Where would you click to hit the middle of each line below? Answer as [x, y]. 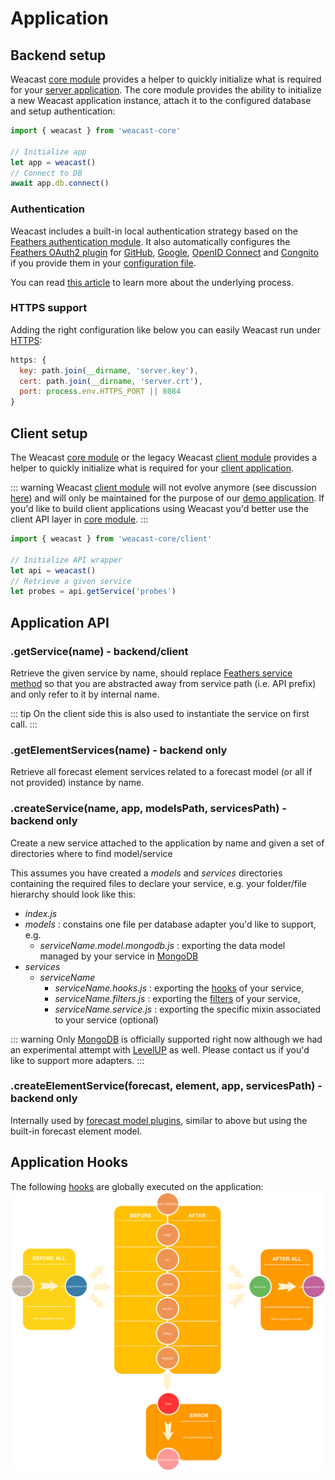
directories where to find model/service [91, 853]
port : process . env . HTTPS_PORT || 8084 [100, 392]
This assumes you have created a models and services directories [146, 873]
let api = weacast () [53, 570]
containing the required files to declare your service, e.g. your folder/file [158, 883]
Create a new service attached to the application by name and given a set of [167, 843]
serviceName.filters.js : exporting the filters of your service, [177, 998]
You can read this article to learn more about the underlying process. [152, 282]
